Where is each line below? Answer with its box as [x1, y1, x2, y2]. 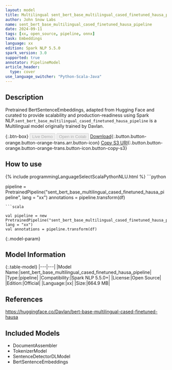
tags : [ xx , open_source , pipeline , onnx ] [5, 31, 95, 36]
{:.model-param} [5, 235, 41, 242]
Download [90, 133, 112, 139]
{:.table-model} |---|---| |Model [5, 264, 72, 270]
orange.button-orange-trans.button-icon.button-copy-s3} [5, 145, 127, 151]
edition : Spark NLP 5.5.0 [5, 46, 60, 51]
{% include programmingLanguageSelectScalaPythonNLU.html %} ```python [5, 173, 166, 180]
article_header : [5, 64, 40, 70]
